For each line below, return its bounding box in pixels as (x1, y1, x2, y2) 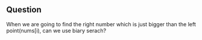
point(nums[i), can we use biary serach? (6, 27, 107, 34)
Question (6, 5, 42, 15)
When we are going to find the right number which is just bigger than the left (6, 20, 196, 27)
